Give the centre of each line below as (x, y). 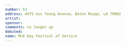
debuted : (14, 32)
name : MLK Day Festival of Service (41, 36)
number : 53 (16, 9)
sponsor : (14, 23)
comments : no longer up (29, 27)
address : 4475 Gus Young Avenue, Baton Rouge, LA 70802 (63, 14)
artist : (13, 18)
